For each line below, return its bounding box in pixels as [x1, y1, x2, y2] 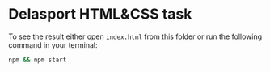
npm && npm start [8, 56, 67, 64]
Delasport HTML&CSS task [8, 5, 192, 23]
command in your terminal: [8, 40, 98, 49]
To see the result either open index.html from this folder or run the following [8, 32, 263, 41]
